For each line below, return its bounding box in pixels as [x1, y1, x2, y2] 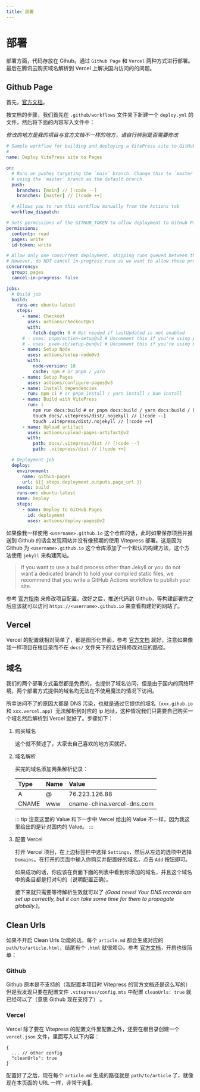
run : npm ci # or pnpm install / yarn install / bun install [27, 391, 183, 397]
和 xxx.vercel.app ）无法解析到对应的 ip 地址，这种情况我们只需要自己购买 [6, 707, 189, 715]
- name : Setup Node [21, 347, 70, 352]
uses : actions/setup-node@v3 [27, 352, 100, 358]
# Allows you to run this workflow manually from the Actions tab [11, 204, 180, 210]
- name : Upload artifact [21, 424, 84, 430]
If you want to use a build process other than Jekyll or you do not [20, 563, 181, 570]
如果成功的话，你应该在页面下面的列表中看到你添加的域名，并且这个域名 [14, 869, 192, 876]
